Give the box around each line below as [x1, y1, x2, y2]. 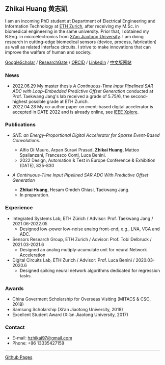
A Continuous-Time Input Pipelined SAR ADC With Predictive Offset [12, 172, 149, 178]
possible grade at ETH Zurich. [28, 98, 89, 104]
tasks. [19, 272, 32, 278]
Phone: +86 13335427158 [12, 340, 65, 346]
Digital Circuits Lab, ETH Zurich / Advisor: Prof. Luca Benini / [12, 257, 135, 263]
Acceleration [19, 252, 46, 258]
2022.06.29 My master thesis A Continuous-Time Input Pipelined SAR [12, 83, 154, 89]
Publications [5, 122, 36, 128]
